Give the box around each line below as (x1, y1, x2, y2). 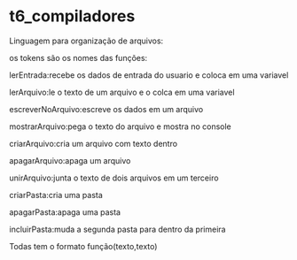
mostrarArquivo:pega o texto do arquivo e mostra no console (9, 121, 232, 132)
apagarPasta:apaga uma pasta (9, 206, 121, 218)
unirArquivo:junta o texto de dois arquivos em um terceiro (9, 172, 219, 183)
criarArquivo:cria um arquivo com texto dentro (9, 138, 178, 149)
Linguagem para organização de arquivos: (9, 35, 164, 46)
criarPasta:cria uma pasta (9, 189, 104, 200)
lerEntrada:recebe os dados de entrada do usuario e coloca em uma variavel (9, 69, 289, 80)
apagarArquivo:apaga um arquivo (9, 155, 131, 165)
